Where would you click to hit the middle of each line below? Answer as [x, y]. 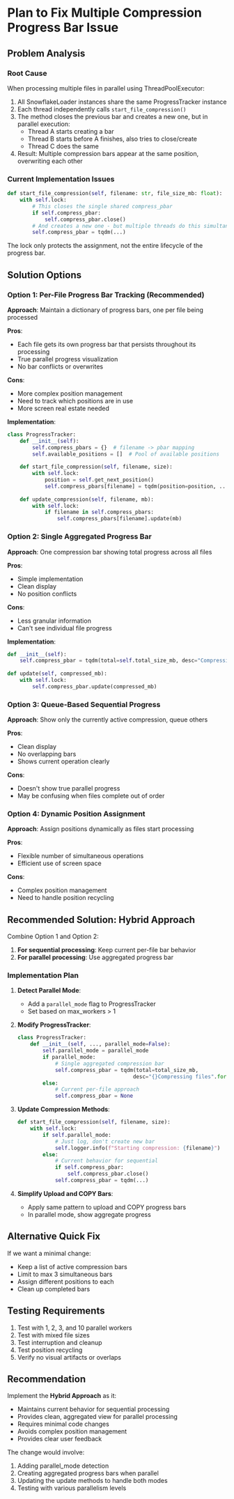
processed [23, 317]
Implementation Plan [43, 975]
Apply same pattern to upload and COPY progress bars [107, 1207]
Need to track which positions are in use [75, 401]
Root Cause [27, 73]
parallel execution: [44, 124]
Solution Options [45, 275]
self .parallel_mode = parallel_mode [96, 1051]
